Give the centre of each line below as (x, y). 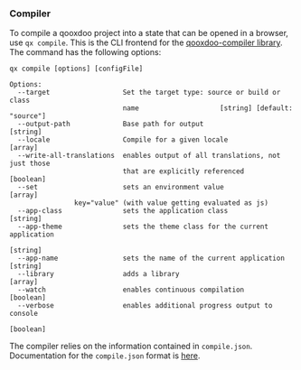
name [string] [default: (208, 108)
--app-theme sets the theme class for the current (143, 227)
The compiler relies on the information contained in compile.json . (131, 347)
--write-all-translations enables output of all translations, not (149, 156)
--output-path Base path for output (111, 125)
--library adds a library (99, 274)
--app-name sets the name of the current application (151, 259)
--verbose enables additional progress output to (145, 306)
